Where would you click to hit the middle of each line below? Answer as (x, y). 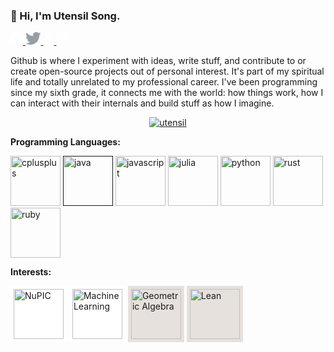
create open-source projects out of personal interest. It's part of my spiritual (167, 71)
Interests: (31, 272)
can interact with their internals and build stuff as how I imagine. (142, 103)
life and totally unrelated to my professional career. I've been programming (164, 82)
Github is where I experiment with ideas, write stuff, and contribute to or (158, 61)
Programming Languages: (65, 142)
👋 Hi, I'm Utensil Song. (65, 16)
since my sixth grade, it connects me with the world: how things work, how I (167, 93)
